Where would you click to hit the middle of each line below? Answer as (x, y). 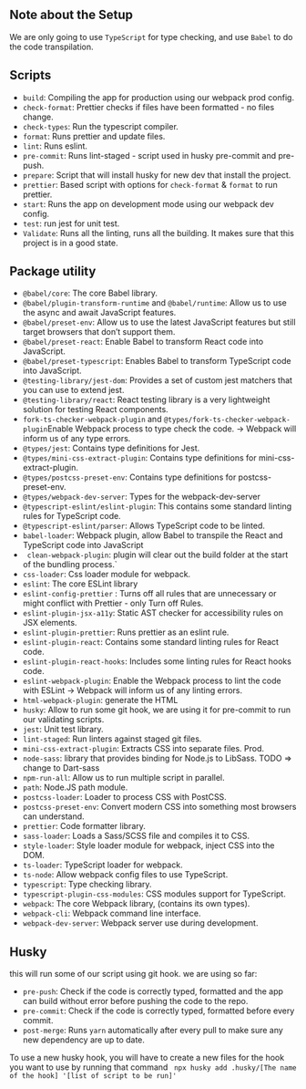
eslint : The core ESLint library (80, 584)
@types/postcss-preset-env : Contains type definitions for (129, 477)
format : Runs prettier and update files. (94, 136)
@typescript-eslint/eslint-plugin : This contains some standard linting (157, 506)
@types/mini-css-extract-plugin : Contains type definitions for (139, 458)
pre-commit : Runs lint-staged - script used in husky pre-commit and (149, 155)
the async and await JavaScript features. (99, 313)
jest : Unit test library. (63, 730)
